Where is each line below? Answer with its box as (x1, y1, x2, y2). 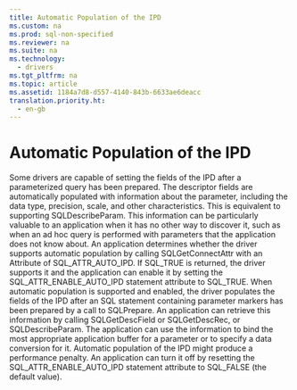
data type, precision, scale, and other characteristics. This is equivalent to (9, 201, 281, 212)
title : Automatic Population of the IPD (9, 12, 162, 22)
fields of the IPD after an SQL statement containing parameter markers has (9, 295, 284, 306)
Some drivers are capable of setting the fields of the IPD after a (9, 172, 242, 183)
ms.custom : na (9, 21, 62, 30)
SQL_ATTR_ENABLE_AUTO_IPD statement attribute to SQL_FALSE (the (9, 362, 268, 373)
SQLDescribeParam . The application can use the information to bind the (9, 324, 274, 335)
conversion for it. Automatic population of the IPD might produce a (9, 343, 253, 353)
